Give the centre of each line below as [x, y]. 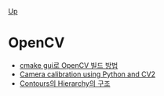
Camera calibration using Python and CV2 [87, 74]
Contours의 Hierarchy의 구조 [65, 83]
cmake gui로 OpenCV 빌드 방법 [69, 65]
